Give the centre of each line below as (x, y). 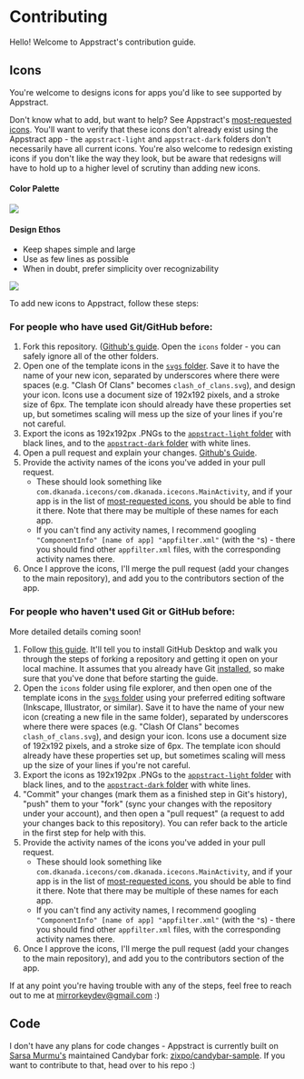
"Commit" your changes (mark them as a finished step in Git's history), (155, 794)
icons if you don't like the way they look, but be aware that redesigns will (145, 158)
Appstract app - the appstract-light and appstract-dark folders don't (140, 139)
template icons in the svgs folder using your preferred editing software (154, 697)
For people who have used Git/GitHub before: (111, 327)
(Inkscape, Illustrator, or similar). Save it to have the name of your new (153, 707)
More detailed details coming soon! (75, 631)
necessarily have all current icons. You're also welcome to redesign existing (151, 148)
